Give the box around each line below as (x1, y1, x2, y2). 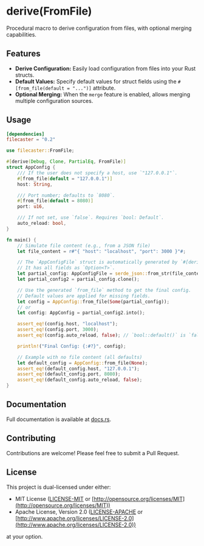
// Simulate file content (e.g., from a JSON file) (17, 243, 151, 249)
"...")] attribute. (72, 84, 116, 91)
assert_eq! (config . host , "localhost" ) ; (17, 321, 118, 327)
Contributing (6, 433, 56, 444)
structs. (15, 71, 35, 79)
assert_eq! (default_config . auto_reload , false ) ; (17, 377, 143, 383)
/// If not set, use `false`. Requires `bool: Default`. (17, 214, 165, 221)
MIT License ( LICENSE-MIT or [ (15, 495, 94, 502)
